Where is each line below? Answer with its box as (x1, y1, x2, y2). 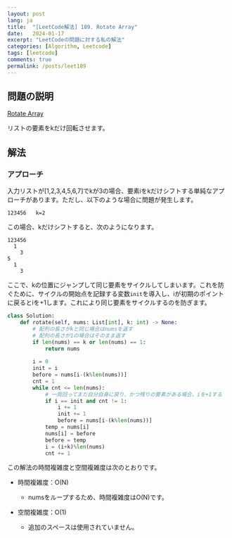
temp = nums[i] (44, 423, 90, 430)
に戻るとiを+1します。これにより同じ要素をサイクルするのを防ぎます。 (7, 298, 211, 307)
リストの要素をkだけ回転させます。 (7, 124, 109, 132)
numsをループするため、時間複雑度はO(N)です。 (27, 493, 169, 501)
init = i (32, 365, 58, 372)
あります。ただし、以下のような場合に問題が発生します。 (31, 196, 198, 204)
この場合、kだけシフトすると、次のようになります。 (7, 223, 158, 231)
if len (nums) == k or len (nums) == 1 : (32, 338, 146, 345)
